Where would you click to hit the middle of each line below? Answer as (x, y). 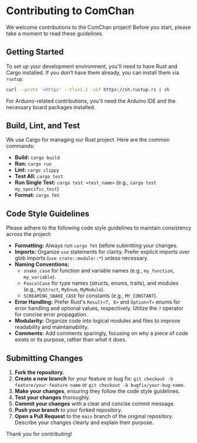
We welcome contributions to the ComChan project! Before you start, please (98, 27)
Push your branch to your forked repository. (68, 410)
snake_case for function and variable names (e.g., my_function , (99, 271)
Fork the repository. (39, 372)
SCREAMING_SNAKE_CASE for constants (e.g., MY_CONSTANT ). (90, 296)
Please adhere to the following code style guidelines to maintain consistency (99, 228)
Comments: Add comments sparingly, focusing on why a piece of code (101, 333)
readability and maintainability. (52, 327)
